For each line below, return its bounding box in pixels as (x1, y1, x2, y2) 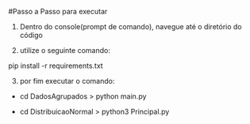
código (19, 31, 44, 39)
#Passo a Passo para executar (8, 7, 108, 16)
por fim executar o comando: (19, 77, 115, 85)
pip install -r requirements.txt (8, 61, 103, 70)
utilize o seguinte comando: (19, 46, 111, 54)
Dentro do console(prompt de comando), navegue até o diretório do (19, 22, 242, 31)
